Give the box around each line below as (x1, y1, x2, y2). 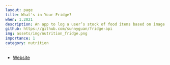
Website (12, 54, 31, 60)
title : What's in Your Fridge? (5, 12, 72, 17)
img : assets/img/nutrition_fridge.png (5, 31, 88, 36)
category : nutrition (5, 41, 49, 46)
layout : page (5, 7, 33, 13)
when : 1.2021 (5, 17, 33, 22)
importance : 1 (5, 36, 36, 41)
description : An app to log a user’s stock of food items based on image (5, 21, 165, 27)
